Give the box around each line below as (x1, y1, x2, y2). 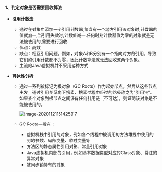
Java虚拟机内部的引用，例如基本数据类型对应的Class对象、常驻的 (26, 150, 157, 156)
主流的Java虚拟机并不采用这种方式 (19, 63, 88, 69)
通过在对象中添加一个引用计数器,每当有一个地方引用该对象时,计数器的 (19, 27, 158, 32)
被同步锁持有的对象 (26, 162, 65, 168)
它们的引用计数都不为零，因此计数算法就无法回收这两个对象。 (19, 57, 143, 63)
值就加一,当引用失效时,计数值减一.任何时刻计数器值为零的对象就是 (19, 32, 150, 38)
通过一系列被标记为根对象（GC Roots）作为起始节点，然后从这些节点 (19, 83, 157, 89)
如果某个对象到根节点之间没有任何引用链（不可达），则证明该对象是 (19, 95, 153, 101)
